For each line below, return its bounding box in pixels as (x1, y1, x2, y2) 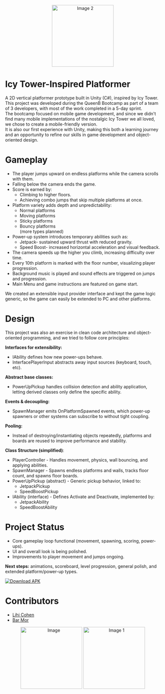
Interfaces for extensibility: (5, 344, 63, 350)
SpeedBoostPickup (19, 488, 59, 494)
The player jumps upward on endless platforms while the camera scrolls (12, 171, 159, 177)
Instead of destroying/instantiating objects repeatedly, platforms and (12, 432, 152, 438)
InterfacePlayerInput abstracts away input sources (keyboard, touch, (12, 359, 152, 365)
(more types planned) (19, 228, 64, 234)
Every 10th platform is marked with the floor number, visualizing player (12, 260, 156, 266)
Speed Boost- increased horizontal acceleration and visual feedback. (19, 244, 160, 250)
